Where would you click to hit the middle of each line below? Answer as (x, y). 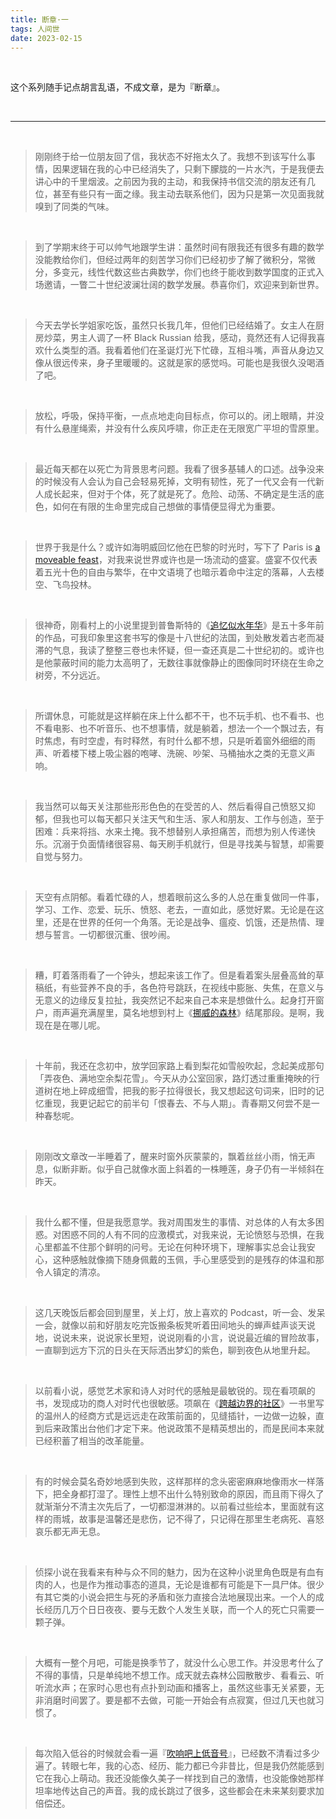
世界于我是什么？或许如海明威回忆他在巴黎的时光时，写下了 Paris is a (177, 547)
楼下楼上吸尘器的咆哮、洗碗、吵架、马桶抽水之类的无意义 (188, 753)
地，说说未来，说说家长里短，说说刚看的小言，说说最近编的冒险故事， (179, 1338)
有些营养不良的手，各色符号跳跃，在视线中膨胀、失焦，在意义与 (193, 988)
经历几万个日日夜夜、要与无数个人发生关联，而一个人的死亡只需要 (179, 1610)
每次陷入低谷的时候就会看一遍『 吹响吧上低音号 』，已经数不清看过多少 (177, 1753)
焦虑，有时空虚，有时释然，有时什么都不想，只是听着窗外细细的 (175, 741)
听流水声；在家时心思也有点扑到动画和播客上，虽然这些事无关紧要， (175, 1688)
